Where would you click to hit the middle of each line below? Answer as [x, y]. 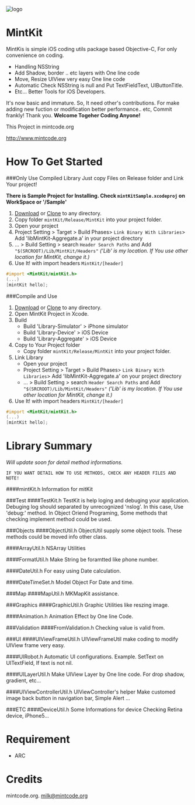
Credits [24, 779]
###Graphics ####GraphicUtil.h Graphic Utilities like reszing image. [88, 605]
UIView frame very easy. [36, 645]
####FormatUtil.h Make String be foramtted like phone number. [82, 560]
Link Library [29, 357]
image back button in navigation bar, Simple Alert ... [68, 698]
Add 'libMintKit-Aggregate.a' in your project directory [79, 238]
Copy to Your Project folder [47, 345]
